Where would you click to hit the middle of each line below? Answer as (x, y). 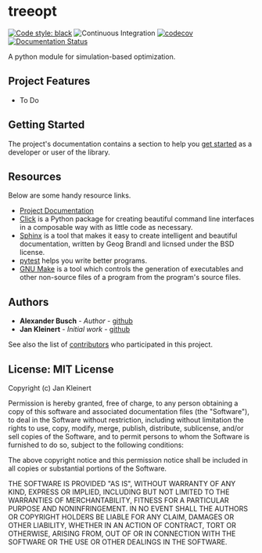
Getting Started (47, 125)
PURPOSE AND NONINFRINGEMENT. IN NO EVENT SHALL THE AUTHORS (128, 509)
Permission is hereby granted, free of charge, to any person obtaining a (123, 403)
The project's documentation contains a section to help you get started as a (130, 144)
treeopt (32, 11)
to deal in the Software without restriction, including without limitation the (126, 420)
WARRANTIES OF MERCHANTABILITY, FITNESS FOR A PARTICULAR (118, 500)
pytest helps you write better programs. (83, 260)
